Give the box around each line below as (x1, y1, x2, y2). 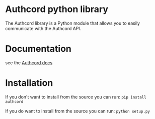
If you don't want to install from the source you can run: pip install (5, 94, 147, 100)
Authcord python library (5, 4, 109, 15)
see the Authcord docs (5, 59, 53, 66)
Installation (5, 77, 53, 89)
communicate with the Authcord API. (5, 25, 82, 31)
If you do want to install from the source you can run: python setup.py (5, 108, 150, 114)
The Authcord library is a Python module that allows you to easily (5, 20, 140, 26)
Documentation (5, 43, 72, 55)
